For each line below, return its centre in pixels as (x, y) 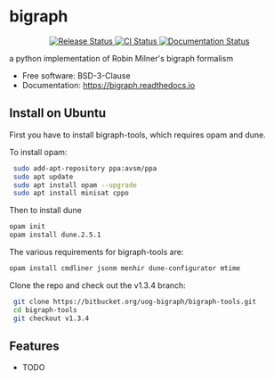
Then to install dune (46, 211)
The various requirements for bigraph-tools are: (97, 252)
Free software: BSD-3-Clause (76, 75)
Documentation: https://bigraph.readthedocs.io (109, 85)
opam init (28, 227)
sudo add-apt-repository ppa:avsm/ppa (85, 168)
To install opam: (38, 152)
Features (34, 346)
